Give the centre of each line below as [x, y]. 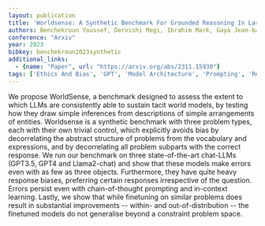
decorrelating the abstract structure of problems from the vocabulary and [127, 138]
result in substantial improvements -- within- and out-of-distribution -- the [129, 205]
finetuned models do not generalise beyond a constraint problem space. [125, 213]
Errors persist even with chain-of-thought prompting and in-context [118, 188]
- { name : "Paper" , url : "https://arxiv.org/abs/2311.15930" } [118, 67]
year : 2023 [26, 45]
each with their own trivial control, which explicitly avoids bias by [114, 130]
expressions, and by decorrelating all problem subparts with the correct [125, 146]
